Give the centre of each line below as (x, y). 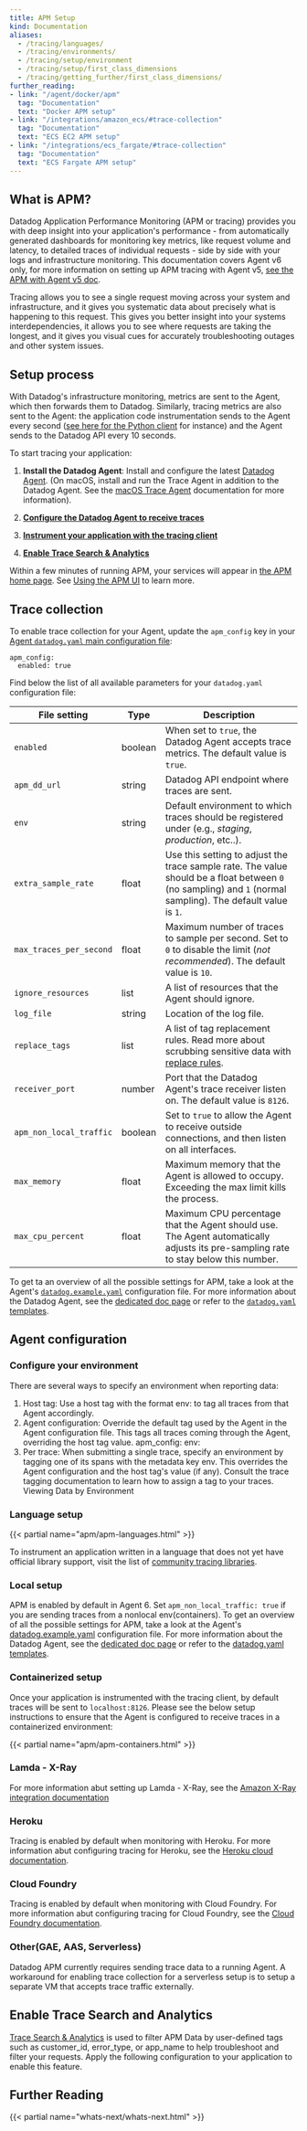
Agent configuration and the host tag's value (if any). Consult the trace (156, 1471)
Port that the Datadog (211, 1077)
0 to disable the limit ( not (218, 949)
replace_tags (42, 1045)
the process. (192, 1198)
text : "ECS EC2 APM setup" (69, 137)
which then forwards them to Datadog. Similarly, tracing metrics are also (145, 407)
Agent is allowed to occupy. (224, 1175)
